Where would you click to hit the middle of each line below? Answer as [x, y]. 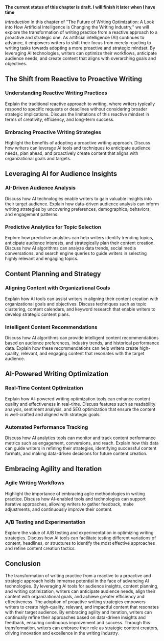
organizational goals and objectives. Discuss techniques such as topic [76, 304]
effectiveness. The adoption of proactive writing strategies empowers [75, 602]
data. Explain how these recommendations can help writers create [72, 348]
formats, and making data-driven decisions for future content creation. [76, 453]
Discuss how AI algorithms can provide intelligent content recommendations [82, 337]
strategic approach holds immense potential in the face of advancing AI [77, 581]
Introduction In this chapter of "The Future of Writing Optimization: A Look [80, 22]
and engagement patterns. [32, 214]
